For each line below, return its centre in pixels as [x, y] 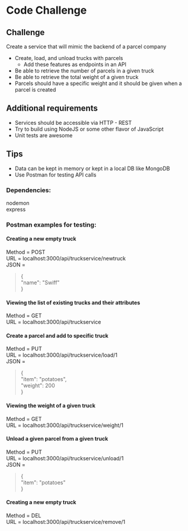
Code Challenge [47, 10]
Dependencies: [29, 190]
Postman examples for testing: [51, 225]
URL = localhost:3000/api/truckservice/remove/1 [66, 522]
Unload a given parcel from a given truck [57, 439]
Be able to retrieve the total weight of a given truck [77, 77]
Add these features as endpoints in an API [75, 64]
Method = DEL [24, 516]
